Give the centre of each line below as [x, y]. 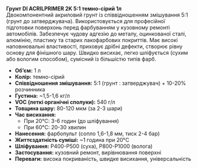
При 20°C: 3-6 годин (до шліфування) [71, 121]
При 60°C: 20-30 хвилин [55, 127]
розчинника [30, 89]
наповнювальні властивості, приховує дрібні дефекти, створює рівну [94, 46]
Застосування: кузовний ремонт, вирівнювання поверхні [88, 153]
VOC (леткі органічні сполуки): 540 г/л [65, 102]
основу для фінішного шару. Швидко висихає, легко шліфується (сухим [97, 53]
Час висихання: [35, 115]
